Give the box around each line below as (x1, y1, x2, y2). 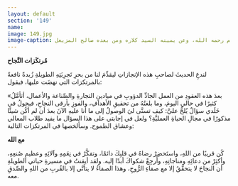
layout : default (7, 10, 55, 18)
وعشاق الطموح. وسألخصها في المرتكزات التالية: (7, 121, 134, 130)
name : (7, 23, 23, 31)
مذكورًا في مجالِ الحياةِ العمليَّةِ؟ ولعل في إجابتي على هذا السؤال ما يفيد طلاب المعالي (7, 114, 231, 123)
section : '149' (7, 17, 53, 24)
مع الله (7, 136, 25, 144)
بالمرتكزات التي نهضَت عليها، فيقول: (7, 77, 102, 86)
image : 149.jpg (7, 30, 53, 38)
